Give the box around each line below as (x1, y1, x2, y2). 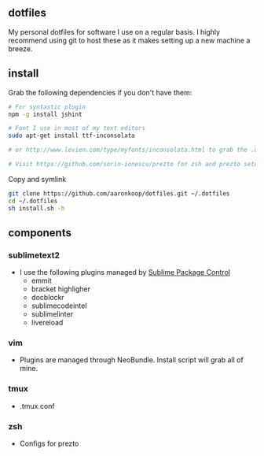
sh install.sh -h (8, 204, 65, 212)
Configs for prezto (19, 439, 79, 448)
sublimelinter (31, 310, 73, 319)
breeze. (8, 43, 33, 54)
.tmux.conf (19, 401, 55, 410)
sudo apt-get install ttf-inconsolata (8, 132, 135, 140)
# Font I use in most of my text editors (8, 124, 146, 132)
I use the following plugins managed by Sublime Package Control (19, 268, 230, 277)
